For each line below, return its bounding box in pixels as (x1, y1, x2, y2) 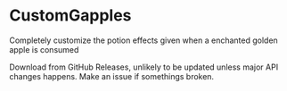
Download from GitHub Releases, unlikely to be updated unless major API (9, 62, 279, 72)
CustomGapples (9, 5, 132, 26)
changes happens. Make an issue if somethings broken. (9, 70, 215, 81)
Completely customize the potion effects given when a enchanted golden (9, 35, 278, 45)
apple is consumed (9, 44, 79, 54)
